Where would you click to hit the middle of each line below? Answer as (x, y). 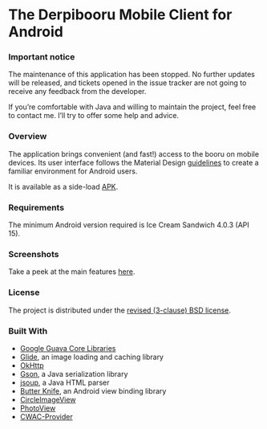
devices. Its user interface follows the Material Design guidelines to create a (133, 162)
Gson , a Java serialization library (74, 374)
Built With (28, 331)
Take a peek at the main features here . (72, 272)
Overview (28, 137)
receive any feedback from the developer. (77, 92)
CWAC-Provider (47, 416)
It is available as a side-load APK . (63, 186)
